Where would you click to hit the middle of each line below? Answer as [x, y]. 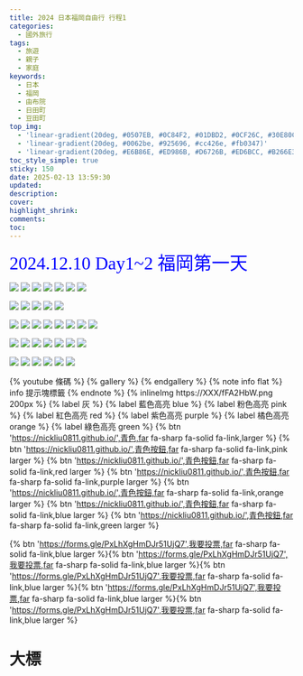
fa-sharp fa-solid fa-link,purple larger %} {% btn [99, 482]
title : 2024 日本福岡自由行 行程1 [68, 18]
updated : [26, 186]
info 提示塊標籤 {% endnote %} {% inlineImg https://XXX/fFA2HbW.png [141, 393]
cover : [22, 203]
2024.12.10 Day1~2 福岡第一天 [129, 263]
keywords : [28, 77]
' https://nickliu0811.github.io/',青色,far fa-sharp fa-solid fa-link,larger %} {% [150, 438]
